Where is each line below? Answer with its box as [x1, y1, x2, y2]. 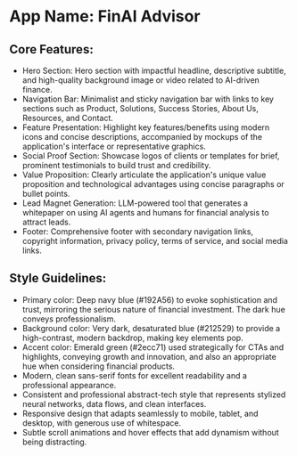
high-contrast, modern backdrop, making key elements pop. [21, 332, 243, 343]
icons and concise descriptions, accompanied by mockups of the [21, 132, 263, 142]
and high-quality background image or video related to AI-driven [21, 75, 260, 85]
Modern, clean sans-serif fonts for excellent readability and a [21, 370, 248, 380]
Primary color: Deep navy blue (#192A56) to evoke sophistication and [21, 294, 278, 305]
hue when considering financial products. [21, 361, 176, 371]
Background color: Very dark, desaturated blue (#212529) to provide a [21, 322, 281, 333]
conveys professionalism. [21, 313, 117, 324]
